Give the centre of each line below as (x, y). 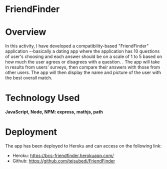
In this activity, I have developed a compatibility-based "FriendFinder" (77, 46)
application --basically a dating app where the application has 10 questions (82, 51)
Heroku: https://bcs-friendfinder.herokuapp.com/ (63, 155)
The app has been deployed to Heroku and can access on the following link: (83, 146)
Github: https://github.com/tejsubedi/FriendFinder (64, 161)
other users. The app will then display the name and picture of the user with (83, 72)
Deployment (31, 132)
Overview (26, 32)
